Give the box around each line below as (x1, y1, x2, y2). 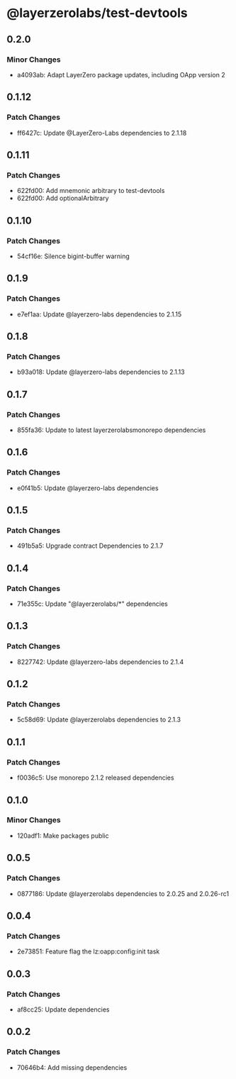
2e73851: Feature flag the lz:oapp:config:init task (16, 947, 160, 956)
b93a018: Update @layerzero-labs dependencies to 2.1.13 (16, 367, 185, 377)
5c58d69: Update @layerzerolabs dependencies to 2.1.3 (16, 715, 181, 724)
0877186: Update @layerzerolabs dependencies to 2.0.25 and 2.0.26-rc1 (16, 889, 230, 898)
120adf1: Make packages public (16, 831, 109, 840)
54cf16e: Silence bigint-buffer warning (16, 252, 130, 260)
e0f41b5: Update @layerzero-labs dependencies (16, 484, 159, 492)
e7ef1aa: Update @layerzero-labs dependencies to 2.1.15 (16, 310, 182, 319)
